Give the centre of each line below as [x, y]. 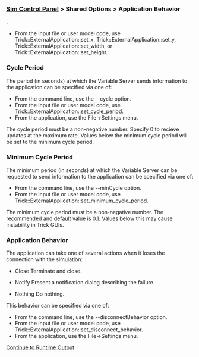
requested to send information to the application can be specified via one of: [100, 176]
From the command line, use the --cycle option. [73, 98]
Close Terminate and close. [48, 271]
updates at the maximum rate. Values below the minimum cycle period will [97, 135]
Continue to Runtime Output [40, 347]
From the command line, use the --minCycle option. [78, 188]
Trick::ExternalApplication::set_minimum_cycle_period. [81, 201]
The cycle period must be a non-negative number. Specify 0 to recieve [93, 129]
